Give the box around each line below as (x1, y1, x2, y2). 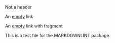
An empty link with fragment (5, 23, 63, 29)
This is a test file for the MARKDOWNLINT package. (5, 33, 111, 38)
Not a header (5, 4, 32, 10)
